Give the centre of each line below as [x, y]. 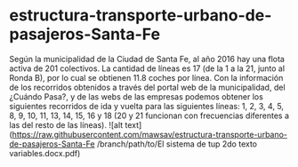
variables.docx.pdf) [45, 153]
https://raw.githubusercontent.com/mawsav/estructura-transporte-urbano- [149, 134]
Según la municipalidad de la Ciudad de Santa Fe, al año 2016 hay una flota [147, 59]
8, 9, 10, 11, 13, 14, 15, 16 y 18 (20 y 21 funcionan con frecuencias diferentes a [149, 115]
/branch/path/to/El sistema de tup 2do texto [177, 144]
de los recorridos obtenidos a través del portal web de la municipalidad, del [148, 87]
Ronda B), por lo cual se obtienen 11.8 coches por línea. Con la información [146, 77]
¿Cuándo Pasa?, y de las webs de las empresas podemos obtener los [137, 96]
